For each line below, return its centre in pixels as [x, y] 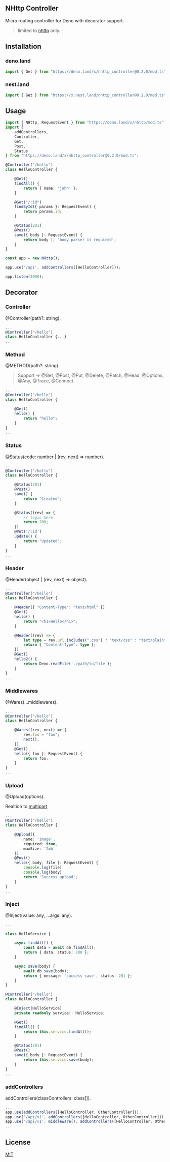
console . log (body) [43, 872]
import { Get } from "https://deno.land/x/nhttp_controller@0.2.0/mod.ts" [86, 71]
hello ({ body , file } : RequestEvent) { [56, 863]
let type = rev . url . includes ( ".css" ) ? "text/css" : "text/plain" [95, 640]
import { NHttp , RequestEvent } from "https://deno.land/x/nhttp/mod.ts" [85, 123]
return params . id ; [43, 212]
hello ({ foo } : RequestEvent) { [48, 754]
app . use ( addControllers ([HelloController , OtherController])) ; [73, 1112]
